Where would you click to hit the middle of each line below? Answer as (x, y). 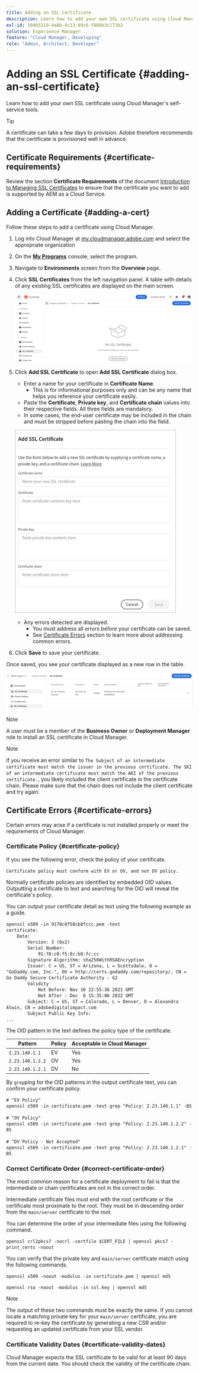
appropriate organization (45, 244)
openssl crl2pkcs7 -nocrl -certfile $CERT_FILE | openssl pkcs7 (87, 1241)
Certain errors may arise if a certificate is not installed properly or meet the (97, 825)
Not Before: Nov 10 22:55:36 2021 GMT (86, 990)
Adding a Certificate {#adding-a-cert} (78, 213)
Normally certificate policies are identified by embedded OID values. (89, 882)
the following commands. (37, 1265)
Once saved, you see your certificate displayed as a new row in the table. (96, 664)
